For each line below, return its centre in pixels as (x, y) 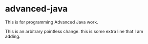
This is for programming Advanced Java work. (52, 22)
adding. (13, 36)
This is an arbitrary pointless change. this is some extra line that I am (74, 31)
